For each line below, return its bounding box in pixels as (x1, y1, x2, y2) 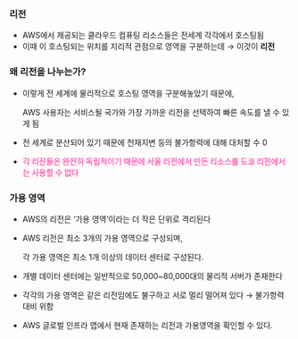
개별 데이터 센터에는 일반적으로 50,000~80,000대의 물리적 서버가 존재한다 (21, 270, 283, 281)
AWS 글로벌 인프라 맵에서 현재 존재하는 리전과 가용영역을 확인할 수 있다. (21, 319, 274, 330)
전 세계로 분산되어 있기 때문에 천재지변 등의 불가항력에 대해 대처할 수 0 (21, 137, 268, 148)
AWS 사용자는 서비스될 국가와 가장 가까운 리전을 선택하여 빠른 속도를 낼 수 (21, 106, 281, 117)
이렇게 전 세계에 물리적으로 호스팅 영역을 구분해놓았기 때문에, (21, 88, 235, 98)
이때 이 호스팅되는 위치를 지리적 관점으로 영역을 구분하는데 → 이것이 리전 (21, 41, 275, 52)
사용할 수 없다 (30, 167, 79, 178)
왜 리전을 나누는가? (9, 65, 87, 78)
